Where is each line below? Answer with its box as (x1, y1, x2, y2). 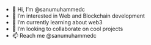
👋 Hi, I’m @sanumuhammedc (12, 6, 86, 13)
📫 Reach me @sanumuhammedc (12, 32, 97, 39)
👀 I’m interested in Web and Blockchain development (12, 12, 145, 19)
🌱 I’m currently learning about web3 (12, 19, 103, 26)
